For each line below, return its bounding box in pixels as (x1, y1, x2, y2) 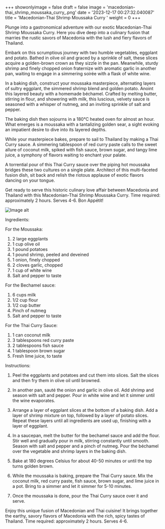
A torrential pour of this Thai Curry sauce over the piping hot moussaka (5, 162, 150, 167)
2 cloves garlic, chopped (12, 262, 63, 268)
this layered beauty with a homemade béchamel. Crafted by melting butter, (5, 91, 158, 96)
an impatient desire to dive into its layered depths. (5, 127, 107, 133)
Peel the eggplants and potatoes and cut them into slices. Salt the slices (12, 372, 159, 378)
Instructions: (5, 363, 31, 368)
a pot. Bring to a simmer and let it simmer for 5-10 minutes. (12, 483, 132, 489)
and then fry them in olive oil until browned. (12, 378, 101, 383)
